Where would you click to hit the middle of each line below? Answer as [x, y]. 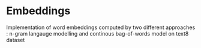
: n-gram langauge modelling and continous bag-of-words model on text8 [97, 33]
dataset [16, 40]
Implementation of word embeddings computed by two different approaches [101, 27]
